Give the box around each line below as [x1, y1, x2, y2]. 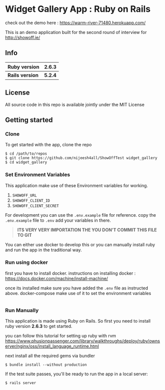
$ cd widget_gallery [5, 160, 48, 165]
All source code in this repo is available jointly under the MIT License [5, 101, 145, 107]
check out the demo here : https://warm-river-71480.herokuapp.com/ [5, 20, 146, 26]
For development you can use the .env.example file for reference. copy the [5, 212, 156, 218]
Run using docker [5, 259, 48, 266]
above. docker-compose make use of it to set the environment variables [5, 290, 151, 296]
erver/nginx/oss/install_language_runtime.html [5, 343, 99, 349]
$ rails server [5, 381, 36, 386]
